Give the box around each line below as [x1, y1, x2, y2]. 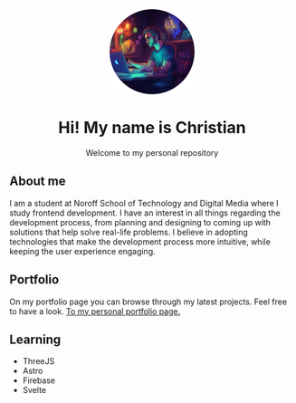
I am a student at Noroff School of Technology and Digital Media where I [9, 197, 279, 208]
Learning [9, 331, 62, 347]
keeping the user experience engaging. [9, 245, 156, 256]
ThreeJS [22, 356, 55, 367]
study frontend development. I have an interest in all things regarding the [9, 207, 281, 218]
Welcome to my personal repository [85, 147, 219, 158]
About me [9, 174, 66, 189]
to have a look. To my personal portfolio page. [9, 305, 181, 316]
